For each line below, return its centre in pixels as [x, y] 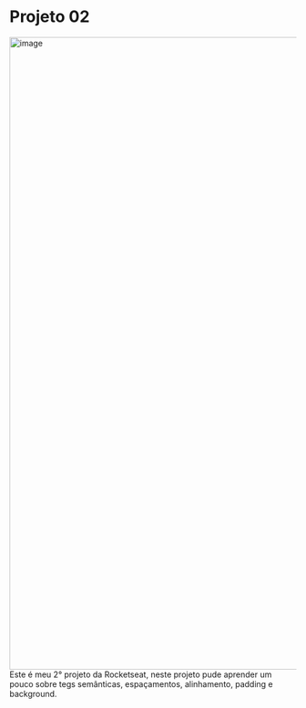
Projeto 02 [50, 17]
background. [33, 693]
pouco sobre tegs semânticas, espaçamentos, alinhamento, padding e [141, 683]
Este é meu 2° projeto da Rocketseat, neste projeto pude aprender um [141, 674]
